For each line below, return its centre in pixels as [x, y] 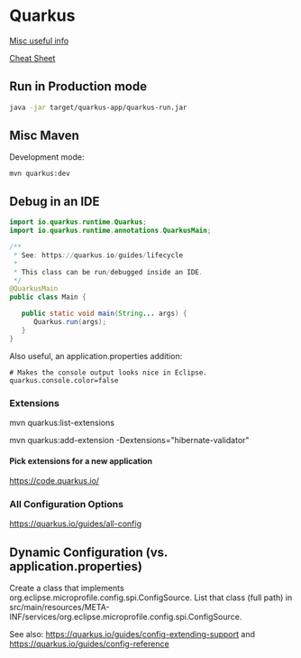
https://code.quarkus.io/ [55, 481]
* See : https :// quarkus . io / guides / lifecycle [98, 255]
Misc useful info [39, 41]
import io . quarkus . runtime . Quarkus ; [78, 222]
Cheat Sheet [32, 58]
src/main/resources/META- [59, 607]
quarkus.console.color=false [64, 380]
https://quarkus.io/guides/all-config [76, 524]
